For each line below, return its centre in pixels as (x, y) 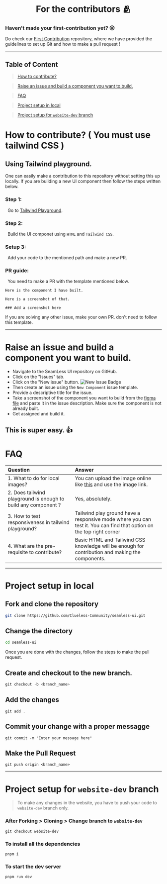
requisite (18, 552)
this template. (19, 322)
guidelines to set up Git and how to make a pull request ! (63, 44)
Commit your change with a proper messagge (78, 727)
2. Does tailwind (27, 492)
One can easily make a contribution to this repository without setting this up (83, 176)
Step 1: (13, 199)
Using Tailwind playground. (48, 164)
